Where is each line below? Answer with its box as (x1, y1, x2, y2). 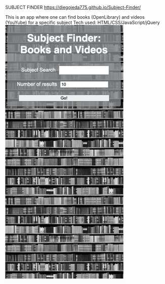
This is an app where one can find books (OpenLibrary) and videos (5, 14, 145, 20)
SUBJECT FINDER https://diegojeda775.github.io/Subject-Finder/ (5, 5, 141, 10)
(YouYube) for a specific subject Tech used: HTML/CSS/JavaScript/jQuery (5, 20, 160, 25)
